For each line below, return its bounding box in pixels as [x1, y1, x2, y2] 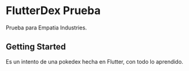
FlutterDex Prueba [6, 4, 101, 18]
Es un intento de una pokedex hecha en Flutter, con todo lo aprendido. [6, 58, 183, 65]
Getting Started [6, 42, 66, 52]
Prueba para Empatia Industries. [6, 24, 87, 31]
